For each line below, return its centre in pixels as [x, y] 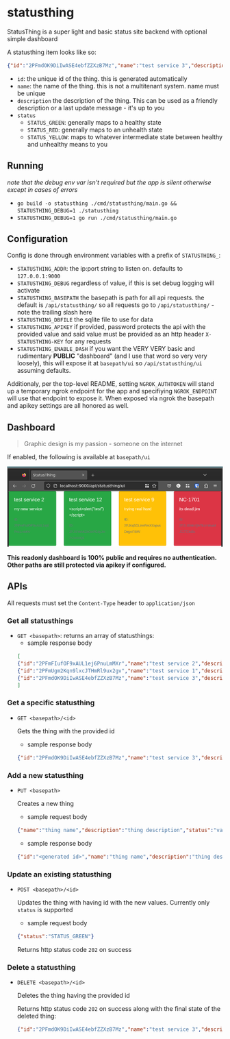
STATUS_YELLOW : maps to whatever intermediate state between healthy [125, 137]
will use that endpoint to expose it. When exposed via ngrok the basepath [111, 398]
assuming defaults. [44, 371]
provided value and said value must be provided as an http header [110, 334]
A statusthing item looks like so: [52, 52]
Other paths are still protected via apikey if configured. [87, 565]
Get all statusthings [40, 620]
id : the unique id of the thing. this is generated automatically [102, 78]
